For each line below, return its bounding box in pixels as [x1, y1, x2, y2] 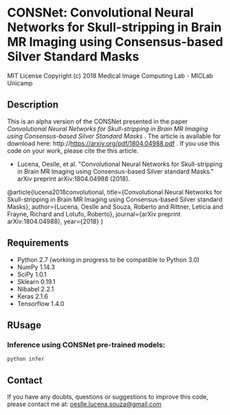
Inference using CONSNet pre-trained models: [7, 340, 165, 350]
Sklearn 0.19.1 [17, 277, 56, 285]
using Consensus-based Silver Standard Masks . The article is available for [7, 132, 221, 140]
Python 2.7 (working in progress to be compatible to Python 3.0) [17, 255, 200, 263]
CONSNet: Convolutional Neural [7, 5, 194, 21]
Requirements [7, 237, 69, 249]
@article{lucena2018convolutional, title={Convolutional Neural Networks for [7, 188, 222, 196]
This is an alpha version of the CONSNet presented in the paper [7, 117, 188, 125]
